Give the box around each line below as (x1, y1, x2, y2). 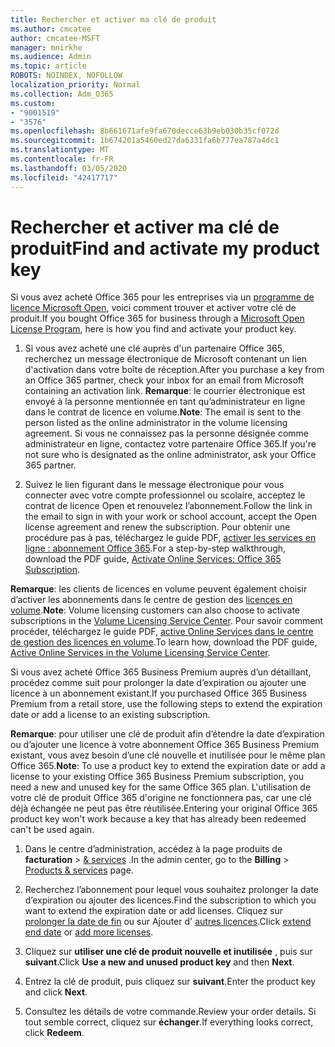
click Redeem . (24, 1027, 85, 1039)
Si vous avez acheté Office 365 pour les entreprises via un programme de (10, 291, 315, 303)
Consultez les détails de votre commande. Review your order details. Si (24, 1006, 317, 1018)
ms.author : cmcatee (10, 24, 92, 34)
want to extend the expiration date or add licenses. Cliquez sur (24, 905, 284, 917)
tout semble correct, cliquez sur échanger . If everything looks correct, (24, 1016, 314, 1028)
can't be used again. (10, 824, 95, 836)
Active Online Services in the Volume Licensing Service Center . (10, 647, 271, 659)
